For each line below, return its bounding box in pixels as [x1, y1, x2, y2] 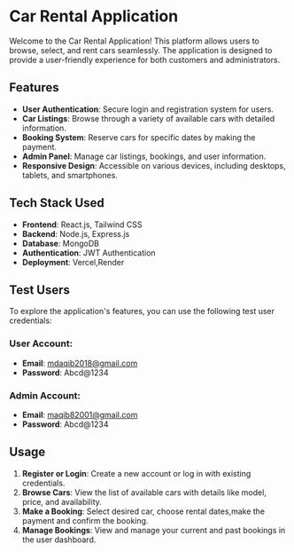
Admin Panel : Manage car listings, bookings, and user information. [21, 151, 267, 162]
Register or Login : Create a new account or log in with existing [21, 468, 251, 478]
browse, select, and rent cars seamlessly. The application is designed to [9, 44, 273, 55]
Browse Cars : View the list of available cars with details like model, [21, 486, 267, 498]
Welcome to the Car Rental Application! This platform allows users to [9, 35, 259, 46]
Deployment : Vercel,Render [21, 256, 125, 267]
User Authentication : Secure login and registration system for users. [21, 104, 275, 114]
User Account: [9, 337, 73, 350]
